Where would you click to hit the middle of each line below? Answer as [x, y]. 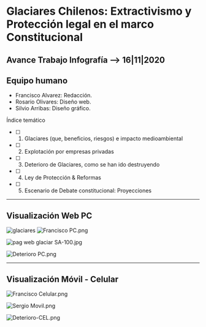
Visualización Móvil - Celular [63, 279]
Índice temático [26, 120]
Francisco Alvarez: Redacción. [54, 96]
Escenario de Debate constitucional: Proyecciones [88, 190]
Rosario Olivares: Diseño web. [53, 102]
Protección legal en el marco [80, 24]
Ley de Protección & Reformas [63, 178]
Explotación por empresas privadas [69, 152]
